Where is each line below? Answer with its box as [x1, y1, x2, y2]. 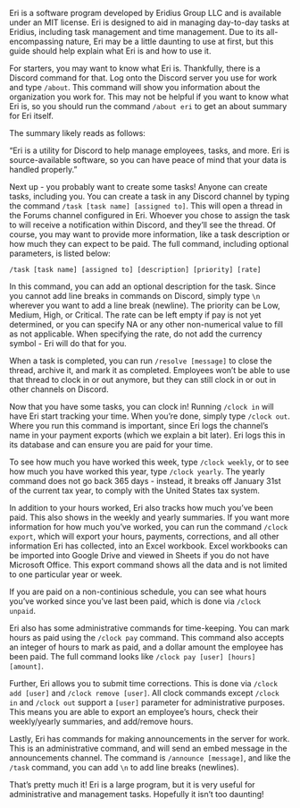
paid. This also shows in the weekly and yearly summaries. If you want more [9, 512, 290, 523]
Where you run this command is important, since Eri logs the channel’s [9, 421, 269, 430]
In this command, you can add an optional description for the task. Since [9, 281, 277, 292]
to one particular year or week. [9, 569, 123, 580]
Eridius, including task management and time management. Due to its [9, 27, 265, 37]
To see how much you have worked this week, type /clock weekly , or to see [9, 456, 289, 467]
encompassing [9, 36, 64, 47]
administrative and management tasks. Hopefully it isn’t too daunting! [9, 789, 265, 799]
